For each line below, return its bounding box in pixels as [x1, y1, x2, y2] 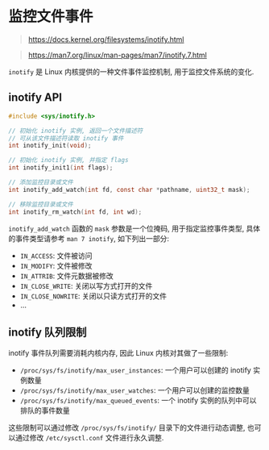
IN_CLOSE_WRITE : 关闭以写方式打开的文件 [19, 281, 153, 290]
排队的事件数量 [19, 406, 70, 415]
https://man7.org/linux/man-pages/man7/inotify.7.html [27, 50, 207, 60]
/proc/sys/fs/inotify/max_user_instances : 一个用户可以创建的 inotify [19, 365, 251, 375]
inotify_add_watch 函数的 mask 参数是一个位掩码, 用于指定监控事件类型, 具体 [8, 223, 261, 233]
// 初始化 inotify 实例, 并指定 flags [8, 156, 129, 165]
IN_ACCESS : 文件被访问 [19, 251, 93, 260]
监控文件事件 [8, 7, 94, 26]
